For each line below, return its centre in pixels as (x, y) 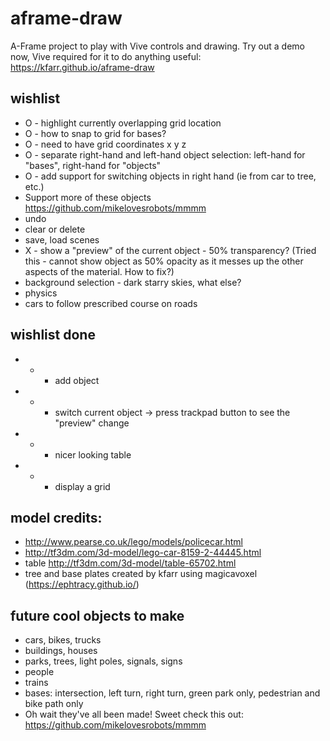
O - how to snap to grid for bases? (95, 133)
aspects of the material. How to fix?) (99, 271)
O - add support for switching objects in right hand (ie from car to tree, (170, 176)
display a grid (82, 486)
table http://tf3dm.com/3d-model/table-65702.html (130, 563)
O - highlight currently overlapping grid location (123, 123)
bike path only (54, 704)
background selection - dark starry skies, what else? (133, 282)
